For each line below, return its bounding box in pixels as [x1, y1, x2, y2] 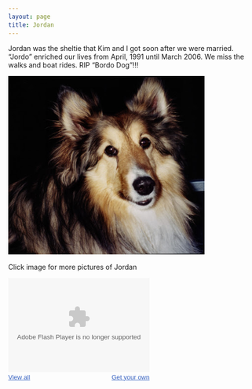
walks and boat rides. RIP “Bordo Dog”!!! [8, 60, 139, 70]
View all [8, 373, 31, 381]
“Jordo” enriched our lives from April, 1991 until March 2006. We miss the [8, 52, 245, 61]
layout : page [8, 13, 51, 20]
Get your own [111, 373, 150, 381]
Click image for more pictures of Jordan [8, 262, 137, 271]
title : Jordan [8, 20, 55, 29]
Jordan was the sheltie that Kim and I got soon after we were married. [8, 43, 234, 53]
